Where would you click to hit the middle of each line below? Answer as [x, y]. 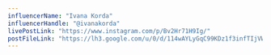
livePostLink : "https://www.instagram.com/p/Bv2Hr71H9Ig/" [109, 31]
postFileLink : [32, 38]
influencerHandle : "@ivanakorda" [64, 23]
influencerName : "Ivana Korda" [60, 16]
